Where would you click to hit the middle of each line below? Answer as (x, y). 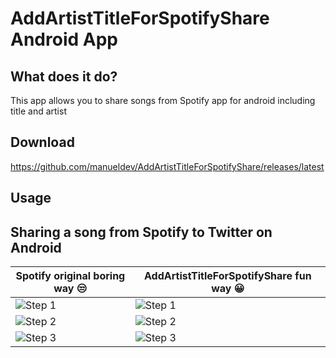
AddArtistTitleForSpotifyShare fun (228, 276)
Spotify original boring (70, 276)
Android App (64, 39)
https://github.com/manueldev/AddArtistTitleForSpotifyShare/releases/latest (167, 166)
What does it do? (64, 76)
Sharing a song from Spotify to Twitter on (141, 232)
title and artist (38, 111)
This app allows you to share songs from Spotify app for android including (163, 100)
